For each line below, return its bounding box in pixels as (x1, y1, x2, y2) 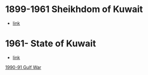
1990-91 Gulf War (5, 64, 42, 70)
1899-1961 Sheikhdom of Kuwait (5, 4, 143, 15)
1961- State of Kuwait (5, 38, 96, 49)
